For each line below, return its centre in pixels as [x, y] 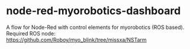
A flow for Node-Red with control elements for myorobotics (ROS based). [95, 27]
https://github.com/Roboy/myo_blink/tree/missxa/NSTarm [76, 40]
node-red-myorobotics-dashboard [94, 11]
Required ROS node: [31, 33]
